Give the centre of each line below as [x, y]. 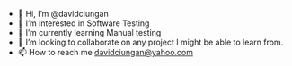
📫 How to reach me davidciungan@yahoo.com [105, 52]
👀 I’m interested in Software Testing [84, 23]
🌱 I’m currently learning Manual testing [89, 33]
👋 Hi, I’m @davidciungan [63, 14]
